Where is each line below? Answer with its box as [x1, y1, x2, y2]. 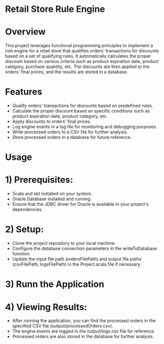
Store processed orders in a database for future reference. [12, 134, 132, 140]
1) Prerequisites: [5, 174, 73, 185]
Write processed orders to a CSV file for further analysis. [12, 129, 128, 135]
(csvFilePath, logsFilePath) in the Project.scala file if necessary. [12, 261, 142, 267]
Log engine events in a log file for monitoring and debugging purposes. [12, 124, 157, 130]
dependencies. [12, 207, 43, 213]
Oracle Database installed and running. [12, 196, 92, 202]
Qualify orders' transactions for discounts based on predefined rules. [12, 103, 153, 109]
